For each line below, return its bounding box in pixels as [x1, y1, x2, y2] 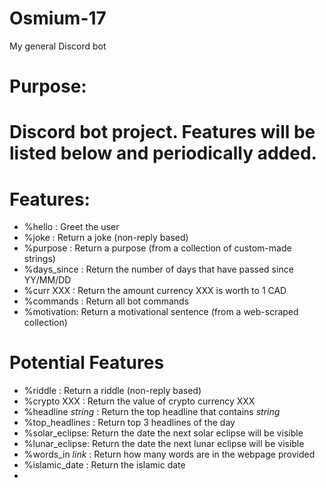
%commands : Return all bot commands [23, 295, 190, 307]
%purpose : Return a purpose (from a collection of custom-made [23, 242, 292, 254]
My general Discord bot [9, 40, 107, 52]
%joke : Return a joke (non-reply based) [23, 232, 189, 244]
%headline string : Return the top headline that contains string [23, 406, 281, 418]
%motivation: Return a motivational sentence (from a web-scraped [23, 306, 299, 318]
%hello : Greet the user [23, 221, 120, 233]
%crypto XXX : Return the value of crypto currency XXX [23, 395, 256, 407]
